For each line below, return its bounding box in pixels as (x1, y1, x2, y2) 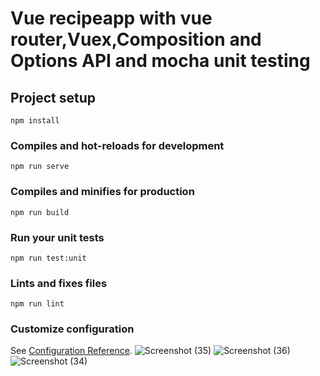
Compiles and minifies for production (10, 185, 195, 199)
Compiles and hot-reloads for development (10, 138, 225, 152)
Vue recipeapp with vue (10, 7, 213, 30)
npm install (10, 116, 60, 126)
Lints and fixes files (10, 276, 108, 290)
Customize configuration (10, 322, 135, 336)
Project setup (10, 89, 97, 106)
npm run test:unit (10, 253, 87, 263)
